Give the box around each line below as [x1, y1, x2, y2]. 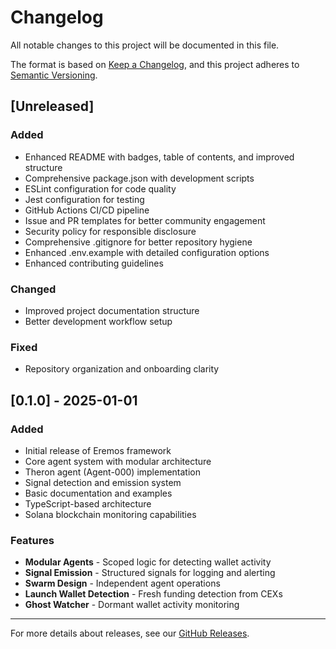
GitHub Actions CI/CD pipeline [24, 204, 150, 216]
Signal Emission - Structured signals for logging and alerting [24, 567, 276, 579]
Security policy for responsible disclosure [24, 225, 197, 237]
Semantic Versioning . [10, 69, 98, 81]
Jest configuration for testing [24, 193, 145, 205]
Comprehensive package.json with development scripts [24, 172, 255, 184]
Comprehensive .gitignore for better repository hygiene [24, 236, 253, 248]
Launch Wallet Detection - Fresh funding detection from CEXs [24, 588, 283, 600]
